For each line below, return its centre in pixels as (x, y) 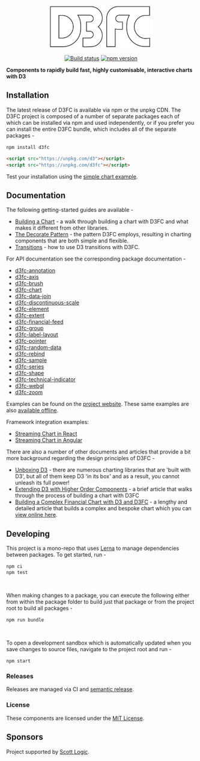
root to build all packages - (40, 608)
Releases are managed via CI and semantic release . (70, 689)
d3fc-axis (27, 277)
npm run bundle (25, 620)
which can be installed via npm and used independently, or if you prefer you (100, 122)
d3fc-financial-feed (39, 322)
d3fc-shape (29, 373)
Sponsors (25, 737)
